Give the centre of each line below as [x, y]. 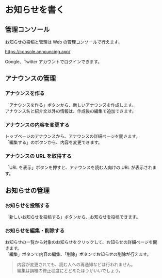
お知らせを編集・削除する [35, 230]
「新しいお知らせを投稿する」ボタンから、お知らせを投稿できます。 [73, 217]
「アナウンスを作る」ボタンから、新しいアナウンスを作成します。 [71, 105]
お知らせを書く [35, 10]
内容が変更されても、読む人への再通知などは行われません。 [76, 264]
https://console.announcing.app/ [38, 52]
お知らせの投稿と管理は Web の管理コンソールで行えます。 [64, 42]
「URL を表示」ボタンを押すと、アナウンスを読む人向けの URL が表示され [79, 167]
